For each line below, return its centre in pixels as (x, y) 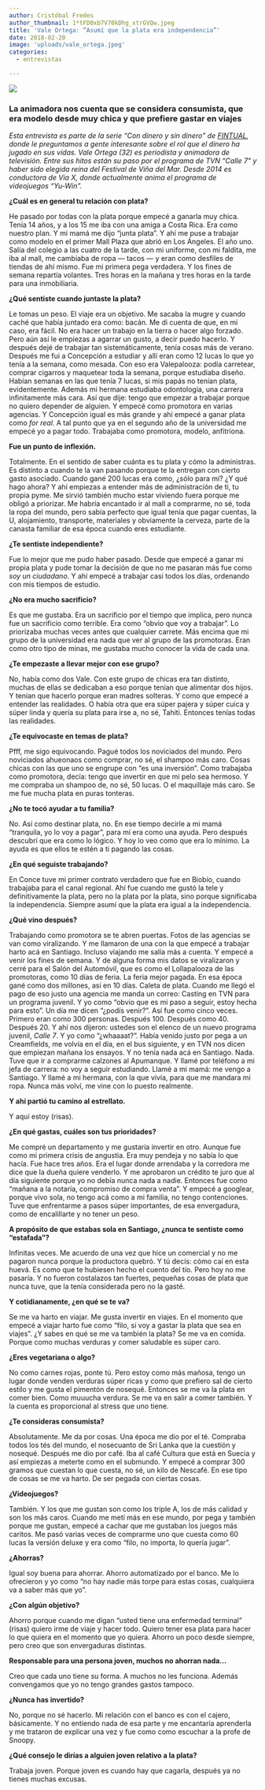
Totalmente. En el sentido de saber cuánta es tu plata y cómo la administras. (132, 462)
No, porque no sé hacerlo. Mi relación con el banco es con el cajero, (120, 1715)
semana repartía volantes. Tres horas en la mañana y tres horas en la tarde (130, 275)
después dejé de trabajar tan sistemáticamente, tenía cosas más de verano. (131, 348)
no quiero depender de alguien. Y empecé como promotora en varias (121, 406)
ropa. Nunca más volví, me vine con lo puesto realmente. (101, 1086)
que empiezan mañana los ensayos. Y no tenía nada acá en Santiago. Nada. (132, 1052)
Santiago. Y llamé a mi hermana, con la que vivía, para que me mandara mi (130, 1077)
